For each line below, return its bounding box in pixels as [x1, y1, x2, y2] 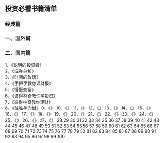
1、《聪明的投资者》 [5, 62, 44, 68]
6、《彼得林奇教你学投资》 [5, 93, 58, 99]
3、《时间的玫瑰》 [5, 74, 41, 80]
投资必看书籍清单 [5, 4, 57, 13]
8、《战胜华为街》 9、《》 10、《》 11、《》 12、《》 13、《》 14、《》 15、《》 [5, 105, 153, 111]
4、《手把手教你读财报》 [5, 80, 54, 86]
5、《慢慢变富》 [5, 86, 36, 92]
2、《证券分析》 [5, 68, 36, 74]
